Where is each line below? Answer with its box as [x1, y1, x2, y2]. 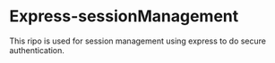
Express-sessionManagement [9, 6, 239, 27]
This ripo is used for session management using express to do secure [9, 35, 267, 46]
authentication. [9, 44, 65, 55]
